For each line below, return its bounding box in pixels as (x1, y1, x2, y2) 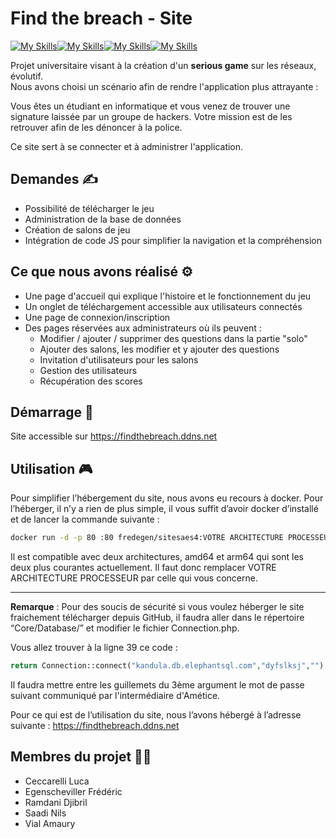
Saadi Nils (24, 807, 67, 819)
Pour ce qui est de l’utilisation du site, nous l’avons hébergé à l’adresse (10, 708, 302, 721)
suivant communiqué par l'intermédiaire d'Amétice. (10, 689, 221, 701)
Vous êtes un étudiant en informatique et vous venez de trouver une (10, 100, 291, 112)
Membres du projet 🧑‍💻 (10, 748, 152, 766)
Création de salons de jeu (24, 223, 131, 236)
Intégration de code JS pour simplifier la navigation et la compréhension (24, 234, 323, 246)
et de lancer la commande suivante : (10, 513, 160, 526)
